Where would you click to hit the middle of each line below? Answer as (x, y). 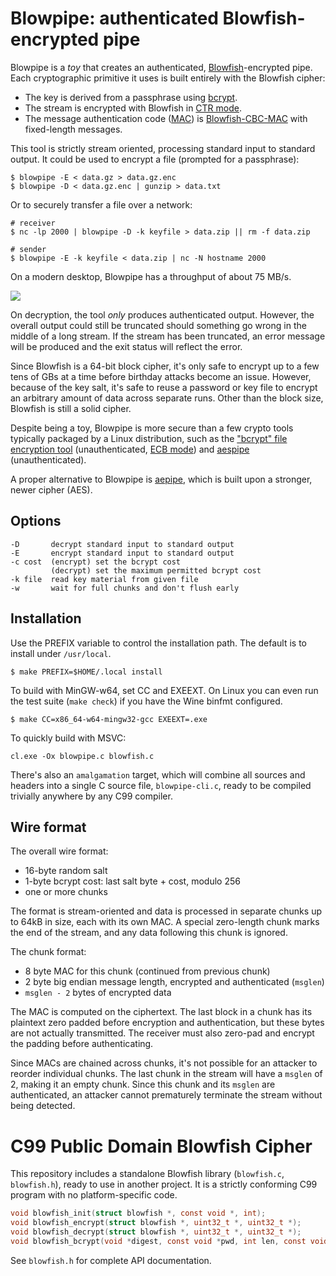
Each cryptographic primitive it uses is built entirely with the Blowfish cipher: (168, 78)
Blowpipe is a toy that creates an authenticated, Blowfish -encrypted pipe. (161, 67)
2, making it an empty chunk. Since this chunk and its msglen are (143, 1084)
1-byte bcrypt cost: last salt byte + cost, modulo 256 (132, 881)
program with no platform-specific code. (94, 1195)
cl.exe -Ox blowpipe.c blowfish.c (82, 756)
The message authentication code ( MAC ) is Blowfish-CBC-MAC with (166, 118)
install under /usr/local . (61, 653)
